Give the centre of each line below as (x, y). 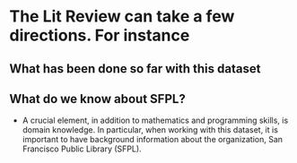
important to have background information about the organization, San (153, 140)
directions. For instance (100, 35)
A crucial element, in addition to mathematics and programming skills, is (155, 120)
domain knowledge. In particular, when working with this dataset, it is (150, 130)
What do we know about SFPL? (97, 99)
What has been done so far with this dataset (135, 69)
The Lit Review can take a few (122, 17)
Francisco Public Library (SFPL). (82, 149)
